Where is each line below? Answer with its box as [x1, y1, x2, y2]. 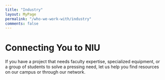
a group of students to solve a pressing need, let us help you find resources [5, 64, 159, 70]
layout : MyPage [5, 12, 37, 17]
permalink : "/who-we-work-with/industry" [5, 16, 92, 21]
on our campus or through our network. [5, 69, 85, 75]
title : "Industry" [5, 7, 43, 12]
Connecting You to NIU [5, 42, 100, 53]
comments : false [5, 21, 39, 26]
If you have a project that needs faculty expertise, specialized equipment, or [5, 59, 161, 65]
